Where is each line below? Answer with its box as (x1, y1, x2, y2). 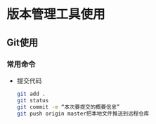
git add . (16, 90, 46, 97)
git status (16, 97, 49, 104)
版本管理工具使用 (6, 6, 106, 22)
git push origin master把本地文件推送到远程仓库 (16, 110, 149, 117)
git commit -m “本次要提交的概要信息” (16, 103, 120, 111)
